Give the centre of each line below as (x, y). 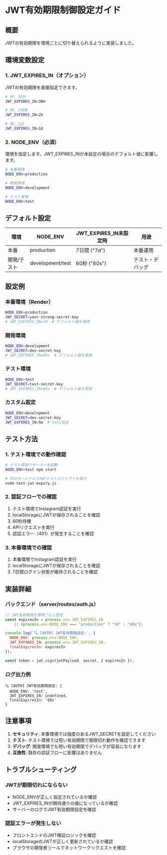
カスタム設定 (21, 402)
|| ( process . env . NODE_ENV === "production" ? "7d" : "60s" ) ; (79, 624)
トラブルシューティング (41, 770)
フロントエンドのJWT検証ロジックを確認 (54, 835)
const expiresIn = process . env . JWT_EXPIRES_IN (54, 619)
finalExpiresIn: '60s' (33, 700)
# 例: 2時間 (16, 110)
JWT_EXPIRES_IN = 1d (24, 129)
